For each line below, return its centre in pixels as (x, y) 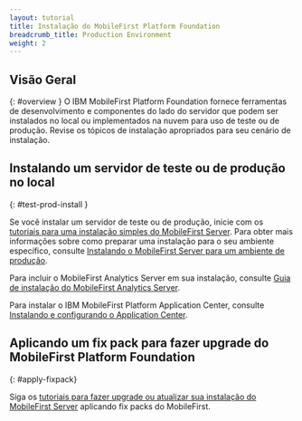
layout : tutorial (42, 18)
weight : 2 (28, 43)
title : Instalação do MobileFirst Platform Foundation (115, 26)
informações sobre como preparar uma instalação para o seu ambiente (142, 241)
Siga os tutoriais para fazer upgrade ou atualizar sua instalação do (133, 397)
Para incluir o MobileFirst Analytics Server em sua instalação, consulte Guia (150, 278)
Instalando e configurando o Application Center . (99, 314)
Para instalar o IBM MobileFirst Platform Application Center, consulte (137, 305)
